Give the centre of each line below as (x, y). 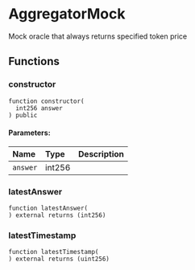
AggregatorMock (67, 14)
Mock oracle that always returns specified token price (98, 36)
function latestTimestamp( (54, 252)
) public (23, 115)
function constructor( (46, 101)
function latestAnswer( (48, 209)
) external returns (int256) (57, 215)
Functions (34, 61)
